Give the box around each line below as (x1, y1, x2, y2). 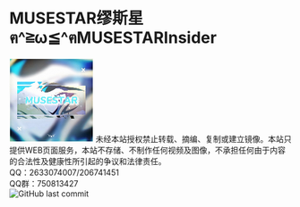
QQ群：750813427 (9, 178, 79, 188)
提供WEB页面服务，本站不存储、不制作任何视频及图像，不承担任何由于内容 (9, 145, 287, 155)
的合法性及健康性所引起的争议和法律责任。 (9, 155, 167, 166)
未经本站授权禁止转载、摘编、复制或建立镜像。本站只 (95, 133, 292, 144)
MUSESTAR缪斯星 (9, 8, 144, 29)
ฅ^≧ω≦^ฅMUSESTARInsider (9, 28, 218, 48)
